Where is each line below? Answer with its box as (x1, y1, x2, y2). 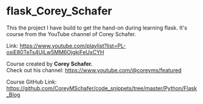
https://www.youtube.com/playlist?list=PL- (19, 42, 126, 49)
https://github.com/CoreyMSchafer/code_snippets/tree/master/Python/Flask (6, 84, 197, 91)
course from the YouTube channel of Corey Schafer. (6, 30, 136, 37)
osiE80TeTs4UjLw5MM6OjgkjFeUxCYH (6, 48, 104, 55)
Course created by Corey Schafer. (6, 60, 93, 67)
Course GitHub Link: (6, 78, 57, 85)
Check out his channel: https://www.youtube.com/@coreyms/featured (6, 66, 182, 73)
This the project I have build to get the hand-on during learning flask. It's (6, 24, 188, 31)
